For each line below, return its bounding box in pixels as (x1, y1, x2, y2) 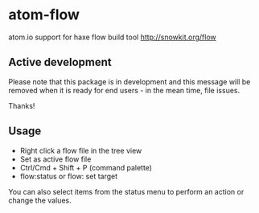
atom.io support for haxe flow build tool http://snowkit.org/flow (8, 32, 217, 42)
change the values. (8, 195, 72, 205)
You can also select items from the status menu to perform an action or (8, 186, 245, 196)
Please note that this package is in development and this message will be (8, 76, 251, 86)
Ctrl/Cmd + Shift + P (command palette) (19, 162, 153, 172)
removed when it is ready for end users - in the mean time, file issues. (8, 85, 240, 95)
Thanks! (8, 100, 35, 110)
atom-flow (8, 6, 80, 24)
